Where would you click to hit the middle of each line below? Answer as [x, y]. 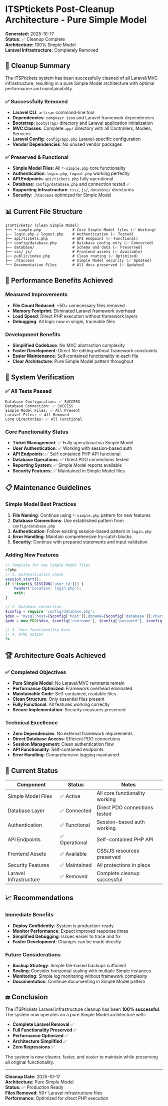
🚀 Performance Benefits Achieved [59, 280]
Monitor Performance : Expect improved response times [70, 931]
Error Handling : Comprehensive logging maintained [65, 755]
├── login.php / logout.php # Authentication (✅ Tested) [69, 234]
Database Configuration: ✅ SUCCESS [43, 402]
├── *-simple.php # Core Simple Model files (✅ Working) [81, 230]
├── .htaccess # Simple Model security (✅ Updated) [78, 261]
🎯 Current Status [32, 771]
